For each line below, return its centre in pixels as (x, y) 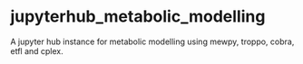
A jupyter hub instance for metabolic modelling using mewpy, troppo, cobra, (152, 41)
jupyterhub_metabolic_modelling (138, 17)
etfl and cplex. (37, 50)
